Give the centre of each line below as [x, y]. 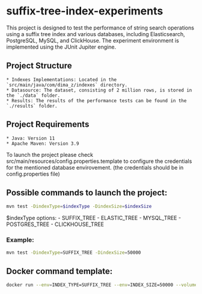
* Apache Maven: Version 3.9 [43, 143]
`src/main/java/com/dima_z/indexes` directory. [67, 85]
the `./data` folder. [33, 95]
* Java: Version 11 [31, 138]
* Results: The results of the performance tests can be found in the [96, 100]
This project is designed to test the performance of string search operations [100, 28]
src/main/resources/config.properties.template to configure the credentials [99, 161]
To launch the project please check [50, 155]
